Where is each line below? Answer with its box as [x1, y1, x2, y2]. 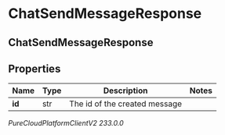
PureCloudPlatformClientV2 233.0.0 [8, 119, 124, 128]
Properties [8, 62, 61, 75]
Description [103, 85, 148, 96]
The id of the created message [69, 98, 183, 109]
